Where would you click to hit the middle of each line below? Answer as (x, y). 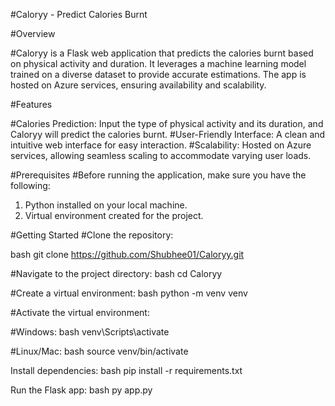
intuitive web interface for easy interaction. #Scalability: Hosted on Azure (161, 145)
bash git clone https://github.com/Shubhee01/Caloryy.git (127, 254)
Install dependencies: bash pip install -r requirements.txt (126, 370)
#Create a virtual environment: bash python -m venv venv (129, 293)
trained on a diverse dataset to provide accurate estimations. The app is (158, 74)
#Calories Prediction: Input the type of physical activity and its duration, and (167, 123)
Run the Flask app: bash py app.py (81, 390)
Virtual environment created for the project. (114, 215)
